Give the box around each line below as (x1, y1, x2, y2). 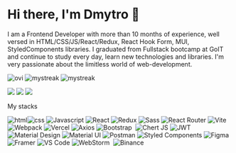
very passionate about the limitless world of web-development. (7, 59, 193, 68)
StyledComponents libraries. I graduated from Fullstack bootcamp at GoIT (7, 45, 224, 53)
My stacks (7, 102, 38, 110)
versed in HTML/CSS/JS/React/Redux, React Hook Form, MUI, (7, 37, 190, 45)
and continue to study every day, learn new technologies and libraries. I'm (7, 52, 225, 61)
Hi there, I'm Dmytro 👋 (7, 6, 140, 23)
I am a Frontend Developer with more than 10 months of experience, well (7, 30, 220, 38)
